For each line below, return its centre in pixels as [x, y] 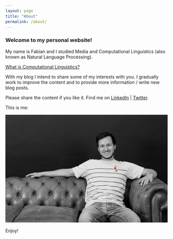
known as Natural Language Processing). [49, 57]
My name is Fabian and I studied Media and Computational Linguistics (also [85, 51]
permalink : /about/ [26, 22]
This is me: [17, 107]
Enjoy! [12, 231]
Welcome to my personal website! [49, 40]
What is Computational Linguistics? [42, 67]
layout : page [19, 11]
